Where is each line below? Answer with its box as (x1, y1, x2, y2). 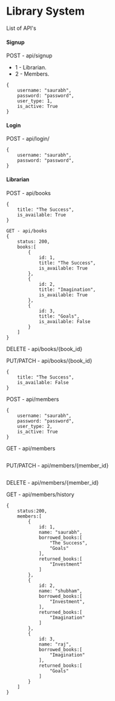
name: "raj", (38, 641, 71, 647)
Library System (6, 4, 85, 18)
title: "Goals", (38, 313, 80, 319)
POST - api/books (6, 189, 51, 196)
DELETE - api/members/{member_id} (6, 479, 99, 486)
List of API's (6, 24, 36, 32)
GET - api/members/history (6, 491, 74, 498)
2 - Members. (15, 70, 50, 77)
